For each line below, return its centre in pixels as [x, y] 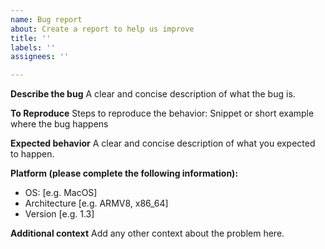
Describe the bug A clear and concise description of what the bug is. [153, 94]
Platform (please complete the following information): [124, 173]
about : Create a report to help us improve [102, 29]
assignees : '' [40, 57]
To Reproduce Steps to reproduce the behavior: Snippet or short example [162, 113]
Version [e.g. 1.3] [59, 214]
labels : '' [33, 47]
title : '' [31, 38]
